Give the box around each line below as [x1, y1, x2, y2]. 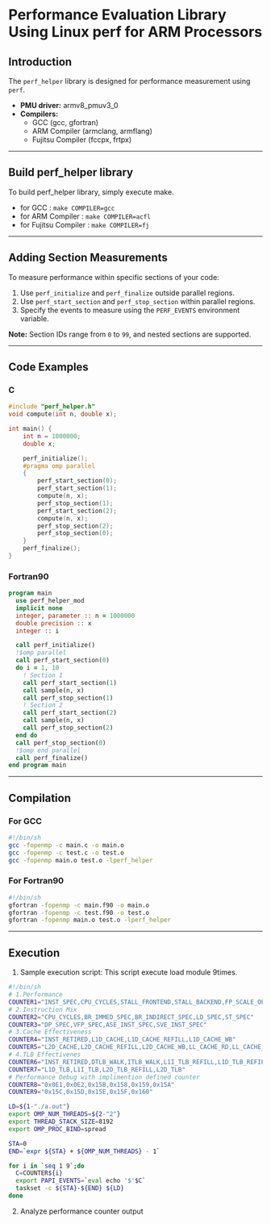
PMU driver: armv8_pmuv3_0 [19, 101, 119, 110]
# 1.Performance [8, 991, 63, 999]
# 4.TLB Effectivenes [8, 1051, 81, 1059]
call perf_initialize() [15, 641, 95, 650]
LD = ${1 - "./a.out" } [8, 1103, 70, 1111]
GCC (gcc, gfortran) [31, 118, 99, 127]
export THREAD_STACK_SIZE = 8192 [8, 1117, 114, 1126]
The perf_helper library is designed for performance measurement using [8, 77, 251, 86]
